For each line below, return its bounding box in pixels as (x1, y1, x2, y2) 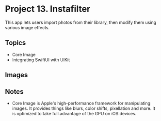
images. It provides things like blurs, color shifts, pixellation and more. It (12, 105, 156, 111)
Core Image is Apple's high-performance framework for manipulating (12, 100, 151, 106)
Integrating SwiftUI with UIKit (12, 57, 70, 63)
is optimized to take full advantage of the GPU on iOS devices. (12, 110, 137, 116)
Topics (5, 39, 26, 47)
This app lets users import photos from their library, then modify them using (5, 19, 157, 25)
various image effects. (5, 24, 50, 30)
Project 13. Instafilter (5, 3, 91, 15)
